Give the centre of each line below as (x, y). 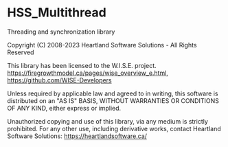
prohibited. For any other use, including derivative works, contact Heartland (114, 128)
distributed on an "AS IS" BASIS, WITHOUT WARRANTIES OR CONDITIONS (113, 100)
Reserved (21, 52)
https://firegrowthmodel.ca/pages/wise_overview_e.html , (88, 73)
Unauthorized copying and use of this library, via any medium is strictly (107, 121)
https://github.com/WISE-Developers (59, 80)
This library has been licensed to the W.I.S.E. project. (82, 65)
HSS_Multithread (57, 13)
